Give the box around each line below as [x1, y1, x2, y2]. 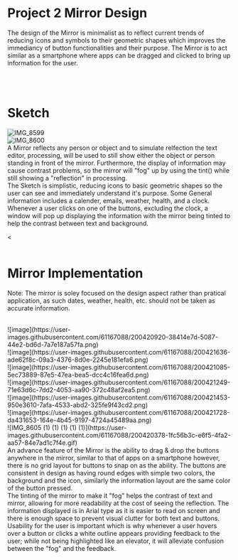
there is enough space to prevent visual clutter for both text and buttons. [7, 514, 220, 522]
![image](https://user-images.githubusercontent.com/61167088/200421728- [7, 408, 230, 416]
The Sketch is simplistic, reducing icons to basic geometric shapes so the [7, 181, 222, 190]
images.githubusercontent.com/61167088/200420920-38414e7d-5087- [7, 333, 219, 341]
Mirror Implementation [7, 265, 144, 281]
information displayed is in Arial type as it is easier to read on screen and [7, 506, 220, 515]
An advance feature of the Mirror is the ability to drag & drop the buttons [7, 446, 220, 454]
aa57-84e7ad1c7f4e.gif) [7, 438, 78, 447]
